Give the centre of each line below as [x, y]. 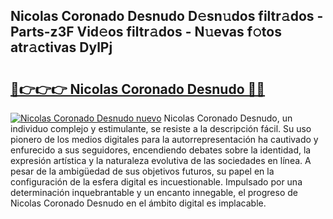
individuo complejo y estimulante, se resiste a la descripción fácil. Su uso [161, 128]
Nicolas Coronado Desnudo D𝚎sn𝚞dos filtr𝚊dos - [167, 16]
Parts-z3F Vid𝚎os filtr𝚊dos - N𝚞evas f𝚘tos [146, 32]
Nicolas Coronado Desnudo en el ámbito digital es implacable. [138, 203]
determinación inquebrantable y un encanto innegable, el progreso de [154, 192]
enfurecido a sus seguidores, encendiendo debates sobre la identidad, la [161, 150]
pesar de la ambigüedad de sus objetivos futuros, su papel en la [142, 171]
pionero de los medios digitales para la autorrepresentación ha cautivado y [164, 139]
